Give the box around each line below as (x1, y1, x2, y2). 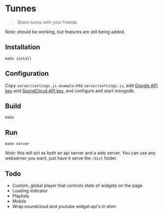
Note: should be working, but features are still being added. (5, 29, 125, 34)
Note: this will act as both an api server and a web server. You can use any (5, 150, 156, 156)
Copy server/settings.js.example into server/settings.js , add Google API (5, 82, 158, 89)
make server (5, 141, 29, 147)
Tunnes (5, 3, 37, 14)
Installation (5, 43, 40, 52)
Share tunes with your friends (17, 19, 78, 25)
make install (5, 56, 32, 61)
